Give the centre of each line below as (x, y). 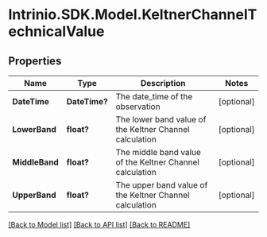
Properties (35, 61)
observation (138, 107)
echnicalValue (56, 31)
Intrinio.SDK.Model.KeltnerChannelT (133, 15)
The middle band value (158, 152)
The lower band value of (161, 119)
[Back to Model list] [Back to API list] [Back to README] (99, 225)
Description (163, 83)
